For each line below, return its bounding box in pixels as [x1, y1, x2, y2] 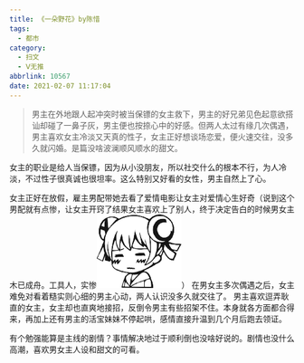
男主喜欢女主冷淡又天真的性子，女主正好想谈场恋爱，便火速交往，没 [31, 131, 286, 142]
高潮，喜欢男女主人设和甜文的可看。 [9, 344, 145, 355]
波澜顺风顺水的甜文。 [102, 142, 183, 153]
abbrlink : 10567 [9, 72, 71, 81]
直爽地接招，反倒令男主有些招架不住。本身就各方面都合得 [80, 301, 295, 312]
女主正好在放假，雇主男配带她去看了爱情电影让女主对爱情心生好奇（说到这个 [9, 192, 295, 203]
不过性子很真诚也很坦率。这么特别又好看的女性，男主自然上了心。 [24, 173, 271, 184]
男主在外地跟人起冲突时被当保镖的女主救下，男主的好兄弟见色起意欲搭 [31, 109, 294, 119]
